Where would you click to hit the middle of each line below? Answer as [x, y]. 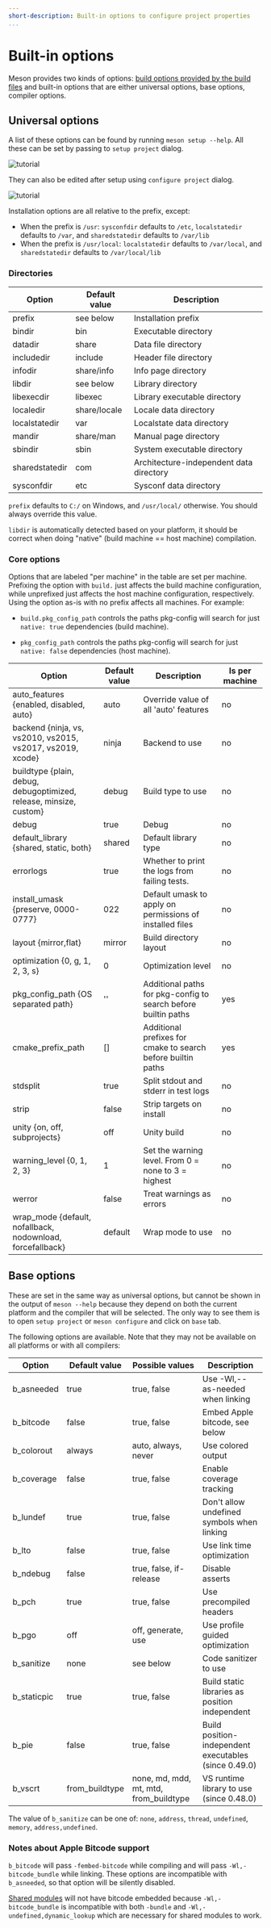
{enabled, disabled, [49, 705]
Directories [31, 274]
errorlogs [30, 871]
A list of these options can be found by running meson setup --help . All [126, 140]
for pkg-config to [176, 993]
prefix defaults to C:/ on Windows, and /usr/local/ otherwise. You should [133, 505]
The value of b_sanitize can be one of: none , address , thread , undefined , [128, 1818]
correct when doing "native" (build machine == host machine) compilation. [132, 538]
